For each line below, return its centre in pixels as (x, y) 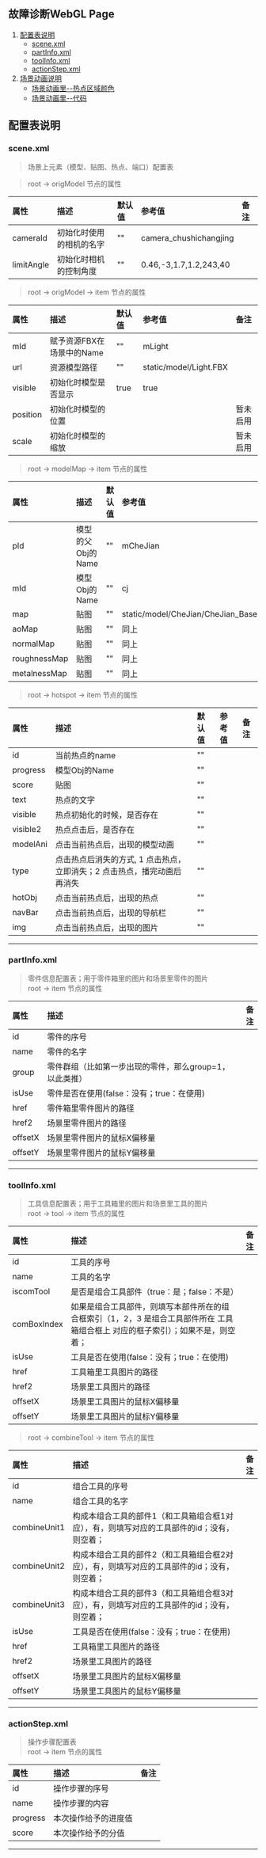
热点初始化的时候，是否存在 (106, 815)
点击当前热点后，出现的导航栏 (110, 913)
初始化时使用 (81, 232)
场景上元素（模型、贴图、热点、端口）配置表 (101, 167)
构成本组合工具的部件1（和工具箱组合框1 (149, 1516)
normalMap (34, 644)
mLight (155, 346)
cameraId (30, 237)
